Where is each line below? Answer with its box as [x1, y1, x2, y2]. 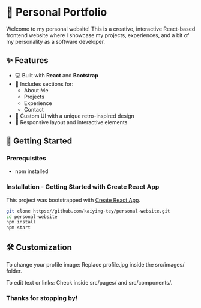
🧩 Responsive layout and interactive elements [14, 118, 128, 125]
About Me [23, 86, 49, 94]
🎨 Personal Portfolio [6, 5, 107, 19]
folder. [6, 267, 22, 275]
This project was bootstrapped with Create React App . [6, 196, 141, 204]
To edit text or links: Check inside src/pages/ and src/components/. [6, 279, 173, 286]
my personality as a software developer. [6, 38, 106, 45]
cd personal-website [6, 213, 58, 220]
